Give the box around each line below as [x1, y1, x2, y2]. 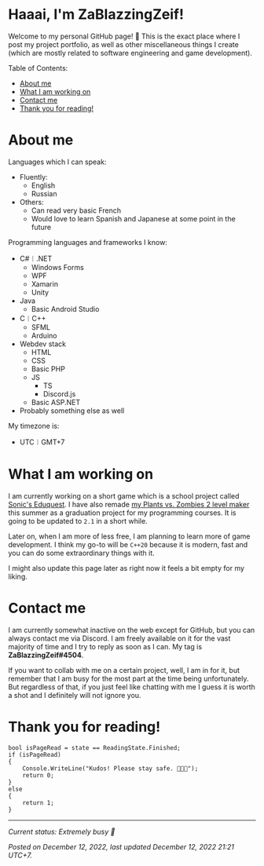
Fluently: [19, 172, 49, 181]
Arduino [31, 331, 57, 340]
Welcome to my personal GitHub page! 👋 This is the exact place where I [8, 31, 240, 41]
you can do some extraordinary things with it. [8, 548, 155, 557]
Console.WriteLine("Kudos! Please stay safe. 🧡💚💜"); [22, 764, 199, 773]
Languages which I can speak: [8, 157, 107, 166]
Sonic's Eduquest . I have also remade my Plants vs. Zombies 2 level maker [8, 499, 250, 509]
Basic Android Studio [31, 304, 100, 313]
